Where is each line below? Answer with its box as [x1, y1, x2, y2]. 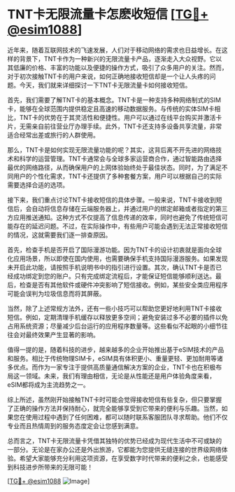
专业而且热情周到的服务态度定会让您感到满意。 [7, 421, 142, 430]
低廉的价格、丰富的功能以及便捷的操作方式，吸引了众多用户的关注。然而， [13, 63, 228, 71]
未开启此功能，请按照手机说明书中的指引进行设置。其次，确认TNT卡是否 [7, 263, 216, 271]
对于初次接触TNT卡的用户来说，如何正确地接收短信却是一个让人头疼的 [7, 71, 210, 81]
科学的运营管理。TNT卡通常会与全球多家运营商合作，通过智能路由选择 [19, 154, 222, 163]
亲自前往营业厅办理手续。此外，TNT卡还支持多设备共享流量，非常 [31, 122, 222, 130]
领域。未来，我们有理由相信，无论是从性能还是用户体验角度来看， [25, 371, 215, 380]
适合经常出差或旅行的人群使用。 [7, 130, 99, 139]
